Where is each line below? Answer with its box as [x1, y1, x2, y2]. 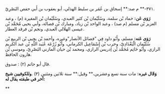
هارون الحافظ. [5, 51, 32, 57]
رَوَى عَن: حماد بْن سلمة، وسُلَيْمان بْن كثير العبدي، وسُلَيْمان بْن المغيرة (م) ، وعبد [5, 15, 151, 21]
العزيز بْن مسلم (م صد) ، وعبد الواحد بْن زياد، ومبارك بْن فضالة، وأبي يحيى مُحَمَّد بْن [5, 21, 157, 26]
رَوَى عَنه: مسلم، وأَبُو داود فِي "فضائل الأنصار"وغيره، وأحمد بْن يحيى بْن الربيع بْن [5, 36, 151, 41]
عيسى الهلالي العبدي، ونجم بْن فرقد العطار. [5, 26, 84, 32]
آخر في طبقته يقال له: [5, 76, 45, 82]
